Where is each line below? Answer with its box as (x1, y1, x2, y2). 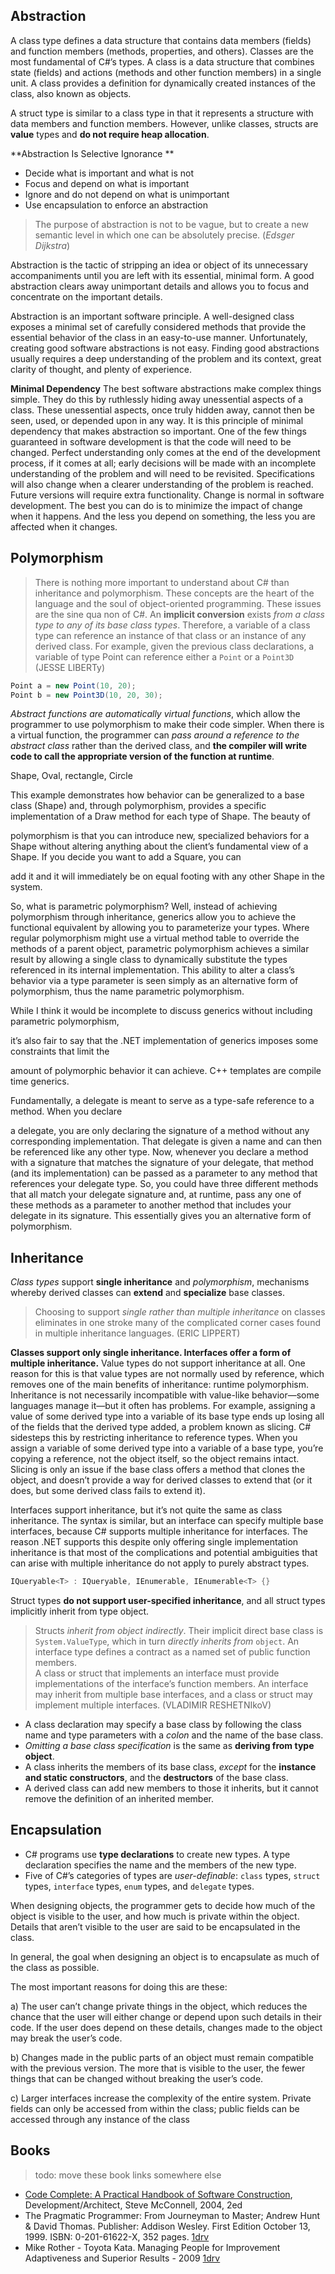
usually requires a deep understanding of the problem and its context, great (10, 352, 322, 364)
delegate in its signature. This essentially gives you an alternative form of (10, 1210, 312, 1222)
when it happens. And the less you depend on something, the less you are (10, 510, 316, 522)
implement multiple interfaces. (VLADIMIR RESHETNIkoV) (34, 1699, 272, 1711)
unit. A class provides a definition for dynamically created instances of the (10, 77, 316, 89)
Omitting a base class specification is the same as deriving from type (24, 1740, 315, 1752)
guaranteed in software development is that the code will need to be (10, 435, 292, 448)
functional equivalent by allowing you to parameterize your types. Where (10, 922, 310, 934)
